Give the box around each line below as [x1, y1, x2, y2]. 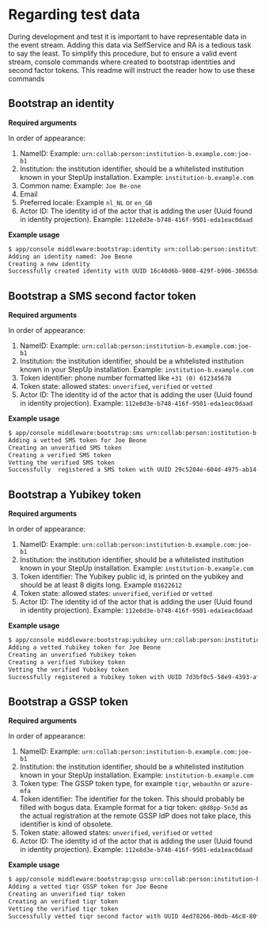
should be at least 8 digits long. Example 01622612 [19, 580, 182, 590]
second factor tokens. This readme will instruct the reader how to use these [8, 65, 256, 74]
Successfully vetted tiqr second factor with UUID [8, 912, 179, 920]
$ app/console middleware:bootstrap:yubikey [8, 636, 158, 644]
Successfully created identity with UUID [8, 267, 147, 275]
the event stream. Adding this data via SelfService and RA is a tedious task [8, 40, 252, 49]
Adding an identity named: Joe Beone [8, 252, 133, 261]
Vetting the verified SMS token [8, 458, 115, 467]
